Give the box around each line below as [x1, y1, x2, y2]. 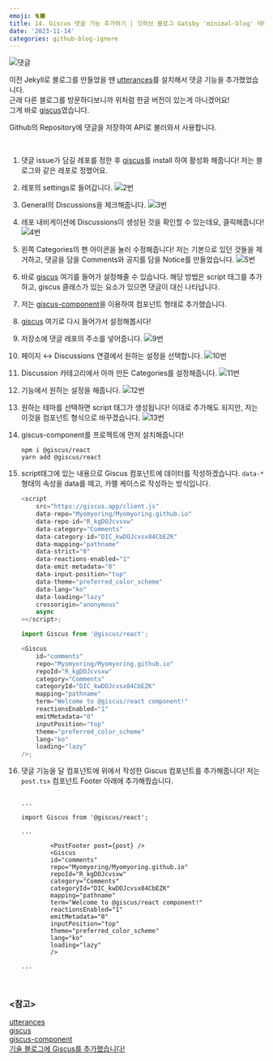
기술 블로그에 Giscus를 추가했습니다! [9, 1044, 126, 1054]
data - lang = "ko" [36, 585, 87, 593]
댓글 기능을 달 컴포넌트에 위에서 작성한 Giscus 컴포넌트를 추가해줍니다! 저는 [20, 766, 260, 776]
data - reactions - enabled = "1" [36, 555, 130, 563]
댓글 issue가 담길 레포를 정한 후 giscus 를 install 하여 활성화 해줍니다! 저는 [20, 156, 254, 165]
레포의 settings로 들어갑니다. [20, 183, 113, 193]
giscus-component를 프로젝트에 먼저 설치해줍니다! [20, 430, 185, 440]
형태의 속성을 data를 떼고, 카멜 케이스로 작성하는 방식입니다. [20, 479, 211, 489]
